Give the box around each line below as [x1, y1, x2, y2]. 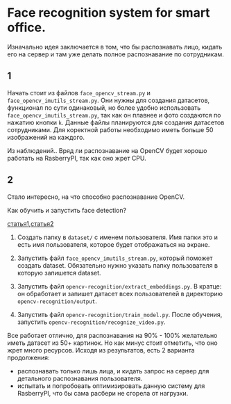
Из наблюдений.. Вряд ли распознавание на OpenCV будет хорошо [7, 146, 207, 154]
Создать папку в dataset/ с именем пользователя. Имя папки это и [17, 233, 219, 241]
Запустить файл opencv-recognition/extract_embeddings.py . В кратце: [17, 282, 222, 290]
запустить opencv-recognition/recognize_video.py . [17, 318, 166, 326]
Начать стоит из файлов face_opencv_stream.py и [7, 88, 151, 97]
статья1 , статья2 [7, 219, 54, 227]
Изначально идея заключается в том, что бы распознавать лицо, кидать [7, 42, 223, 51]
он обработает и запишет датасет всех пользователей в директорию [17, 289, 223, 298]
